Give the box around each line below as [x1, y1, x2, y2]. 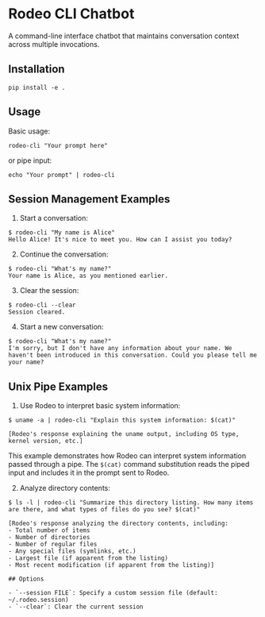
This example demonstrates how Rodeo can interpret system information [8, 451, 247, 461]
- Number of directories [8, 534, 90, 542]
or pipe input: [8, 156, 52, 165]
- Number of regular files [8, 541, 98, 549]
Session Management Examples [8, 192, 171, 206]
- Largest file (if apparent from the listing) [8, 554, 169, 562]
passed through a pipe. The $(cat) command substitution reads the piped [8, 460, 250, 469]
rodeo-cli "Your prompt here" [8, 141, 109, 149]
